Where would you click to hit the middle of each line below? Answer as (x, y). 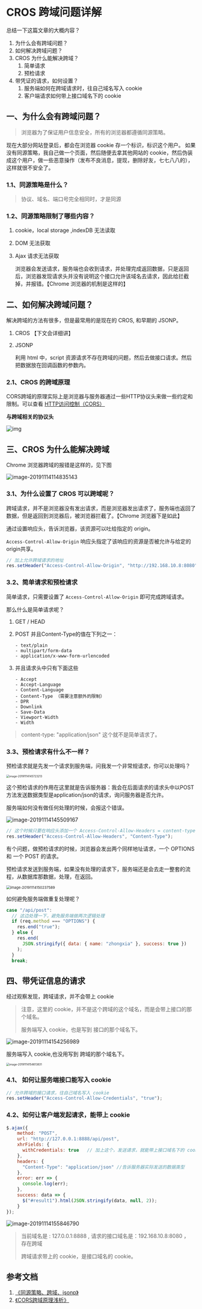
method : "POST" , (38, 1134)
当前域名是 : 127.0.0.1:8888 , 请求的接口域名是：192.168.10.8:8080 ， (105, 1235)
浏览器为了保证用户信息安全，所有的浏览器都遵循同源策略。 (95, 132)
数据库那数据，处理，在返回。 (59, 876)
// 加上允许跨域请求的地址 (35, 560)
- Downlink (29, 707)
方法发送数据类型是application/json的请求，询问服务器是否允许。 (87, 795)
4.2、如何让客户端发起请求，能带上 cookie (68, 1115)
